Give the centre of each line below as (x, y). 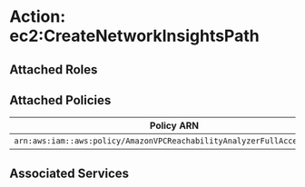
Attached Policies (60, 100)
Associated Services (69, 173)
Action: (38, 17)
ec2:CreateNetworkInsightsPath (135, 36)
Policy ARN (174, 126)
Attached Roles (54, 69)
